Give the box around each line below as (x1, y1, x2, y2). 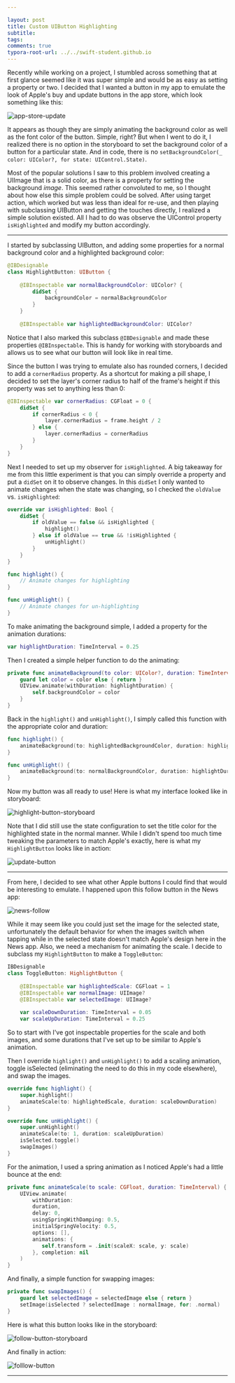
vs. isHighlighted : (7, 492, 61, 501)
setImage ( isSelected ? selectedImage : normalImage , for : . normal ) (20, 1301, 220, 1308)
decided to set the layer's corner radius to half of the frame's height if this (7, 377, 220, 385)
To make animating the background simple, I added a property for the (7, 622, 208, 630)
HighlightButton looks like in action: (7, 844, 111, 853)
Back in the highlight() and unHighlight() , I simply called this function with (7, 715, 227, 723)
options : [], (32, 1229, 71, 1236)
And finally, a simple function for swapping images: (7, 1274, 155, 1283)
